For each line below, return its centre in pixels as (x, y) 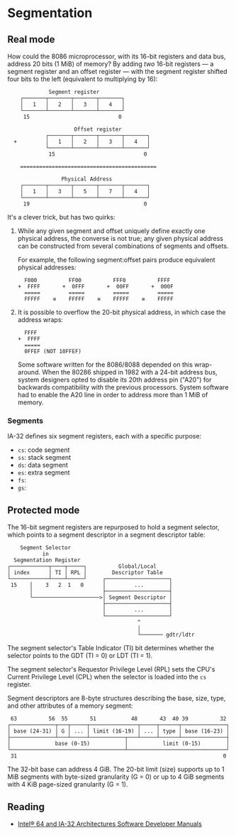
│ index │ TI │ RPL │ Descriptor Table (85, 573)
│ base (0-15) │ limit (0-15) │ (119, 744)
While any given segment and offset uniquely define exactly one (111, 231)
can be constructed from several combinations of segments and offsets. (123, 246)
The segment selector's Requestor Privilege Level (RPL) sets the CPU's (111, 669)
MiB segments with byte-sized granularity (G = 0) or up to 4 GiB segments (116, 777)
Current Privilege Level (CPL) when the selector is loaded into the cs (107, 677)
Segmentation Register (47, 560)
